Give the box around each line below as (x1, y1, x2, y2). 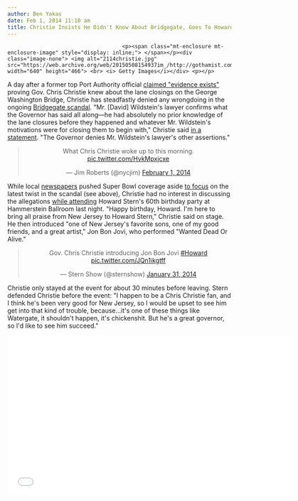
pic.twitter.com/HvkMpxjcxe (87, 154, 169, 163)
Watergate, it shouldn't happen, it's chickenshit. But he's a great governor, (7, 314, 225, 323)
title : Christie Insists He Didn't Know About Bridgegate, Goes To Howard (7, 23, 234, 31)
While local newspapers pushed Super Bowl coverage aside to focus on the (7, 182, 229, 190)
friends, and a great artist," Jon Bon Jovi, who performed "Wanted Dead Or (7, 227, 228, 236)
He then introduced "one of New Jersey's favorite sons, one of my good (7, 220, 219, 228)
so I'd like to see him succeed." (7, 321, 99, 330)
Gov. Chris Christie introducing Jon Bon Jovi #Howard (48, 249, 208, 257)
